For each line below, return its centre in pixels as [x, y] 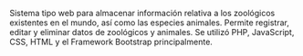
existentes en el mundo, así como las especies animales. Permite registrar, [149, 23]
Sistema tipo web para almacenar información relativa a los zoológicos [142, 13]
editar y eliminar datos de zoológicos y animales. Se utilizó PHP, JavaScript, [152, 32]
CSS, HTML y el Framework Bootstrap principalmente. [111, 42]
